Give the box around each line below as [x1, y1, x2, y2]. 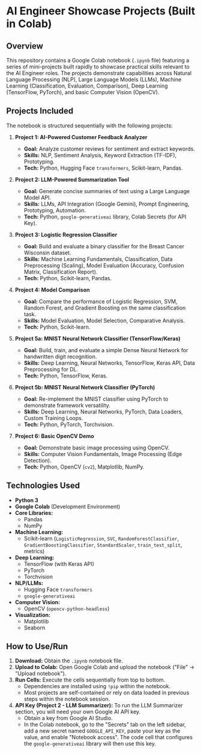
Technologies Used [6, 481, 80, 491]
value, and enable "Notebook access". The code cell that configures [23, 734, 193, 741]
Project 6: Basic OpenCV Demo [14, 432, 94, 439]
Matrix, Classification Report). [23, 268, 98, 275]
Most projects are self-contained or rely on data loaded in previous [23, 689, 190, 697]
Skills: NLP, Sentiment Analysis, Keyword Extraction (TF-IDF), [23, 151, 177, 158]
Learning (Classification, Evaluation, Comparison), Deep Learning [6, 82, 168, 89]
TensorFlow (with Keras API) [23, 560, 95, 568]
